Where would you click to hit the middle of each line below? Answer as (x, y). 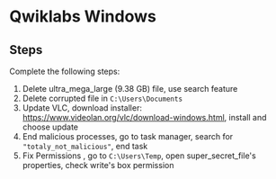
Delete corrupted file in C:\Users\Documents (102, 98)
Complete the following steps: (65, 71)
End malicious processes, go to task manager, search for (128, 136)
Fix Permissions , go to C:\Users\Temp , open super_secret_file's (139, 156)
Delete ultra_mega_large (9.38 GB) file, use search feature (130, 89)
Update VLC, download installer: (82, 108)
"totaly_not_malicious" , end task (85, 146)
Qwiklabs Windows (83, 17)
